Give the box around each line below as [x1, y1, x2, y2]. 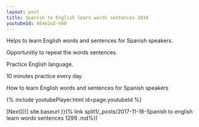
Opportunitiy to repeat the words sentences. [6, 49, 118, 56]
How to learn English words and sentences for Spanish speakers [6, 84, 169, 92]
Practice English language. [6, 60, 73, 68]
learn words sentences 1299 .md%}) [6, 114, 98, 122]
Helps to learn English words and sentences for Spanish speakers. [6, 37, 173, 45]
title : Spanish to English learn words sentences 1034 [6, 15, 149, 21]
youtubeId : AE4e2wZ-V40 [6, 20, 67, 26]
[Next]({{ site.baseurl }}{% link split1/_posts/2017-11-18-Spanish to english [6, 108, 194, 115]
